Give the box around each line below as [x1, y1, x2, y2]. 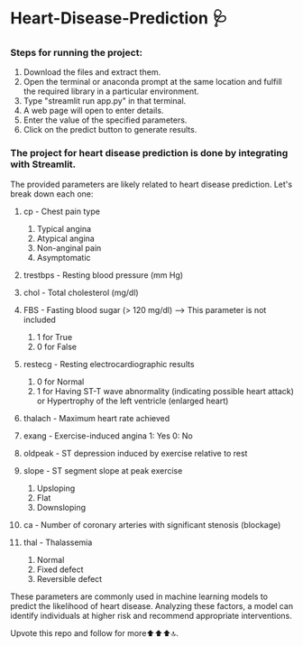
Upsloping [36, 483, 76, 494]
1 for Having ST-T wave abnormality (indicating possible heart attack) [36, 385, 294, 396]
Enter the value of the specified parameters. [23, 115, 188, 125]
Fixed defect [36, 564, 84, 575]
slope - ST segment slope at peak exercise [23, 465, 183, 475]
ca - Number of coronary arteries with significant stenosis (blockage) [23, 519, 281, 530]
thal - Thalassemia [23, 537, 93, 548]
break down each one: [10, 188, 94, 199]
